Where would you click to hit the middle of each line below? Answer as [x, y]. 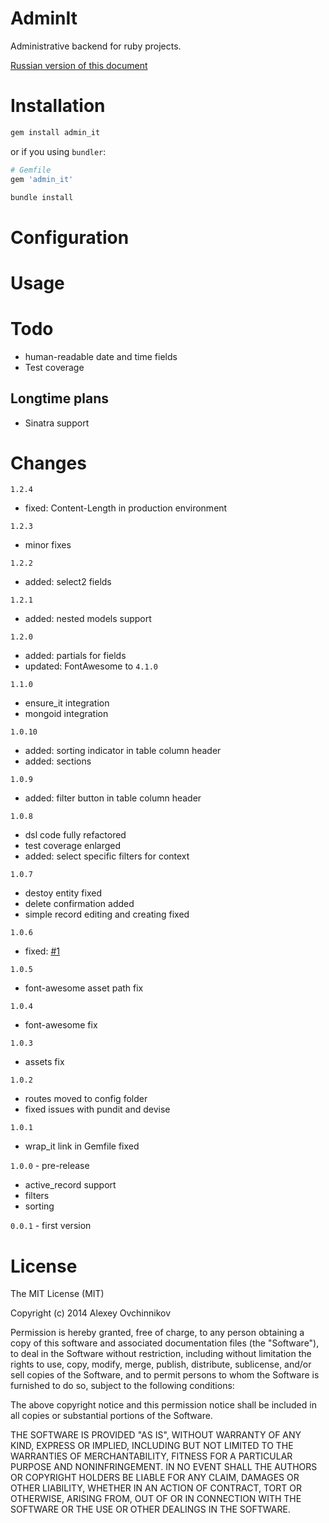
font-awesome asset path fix [84, 988]
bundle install [42, 197]
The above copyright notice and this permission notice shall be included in [163, 1405]
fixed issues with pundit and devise [97, 1109]
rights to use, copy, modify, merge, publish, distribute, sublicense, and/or [161, 1364]
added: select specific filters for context [107, 856]
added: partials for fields [75, 656]
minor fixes [48, 545]
